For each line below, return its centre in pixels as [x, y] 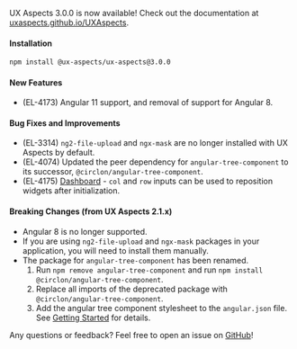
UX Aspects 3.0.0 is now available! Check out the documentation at [134, 13]
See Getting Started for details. [93, 318]
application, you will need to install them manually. [116, 250]
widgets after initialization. [71, 191]
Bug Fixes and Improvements [65, 123]
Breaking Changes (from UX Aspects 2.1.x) [91, 211]
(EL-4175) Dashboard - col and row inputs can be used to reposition [147, 181]
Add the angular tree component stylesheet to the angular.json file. [162, 308]
